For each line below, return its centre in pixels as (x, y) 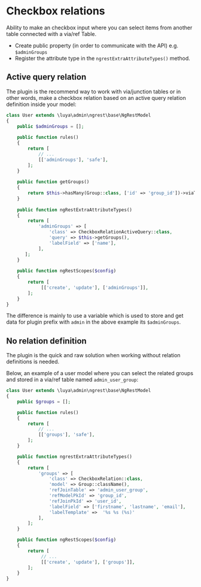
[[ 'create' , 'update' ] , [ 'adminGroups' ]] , (95, 288)
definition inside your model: (41, 104)
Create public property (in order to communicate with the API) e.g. (96, 45)
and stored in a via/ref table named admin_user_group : (72, 380)
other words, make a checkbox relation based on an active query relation (96, 98)
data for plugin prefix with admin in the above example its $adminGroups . (94, 322)
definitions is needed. (33, 362)
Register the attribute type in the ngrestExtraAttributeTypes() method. (102, 58)
